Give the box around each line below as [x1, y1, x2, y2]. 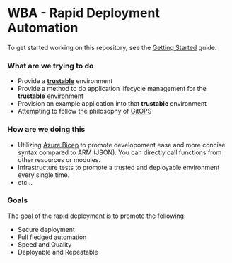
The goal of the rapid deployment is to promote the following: [7, 212, 186, 220]
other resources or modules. [17, 155, 101, 164]
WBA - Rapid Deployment [7, 5, 161, 21]
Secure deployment [17, 225, 76, 233]
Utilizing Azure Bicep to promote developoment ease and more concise [17, 140, 226, 149]
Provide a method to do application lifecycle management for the [17, 85, 207, 93]
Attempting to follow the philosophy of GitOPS [17, 107, 152, 116]
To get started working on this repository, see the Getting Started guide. [7, 43, 217, 51]
